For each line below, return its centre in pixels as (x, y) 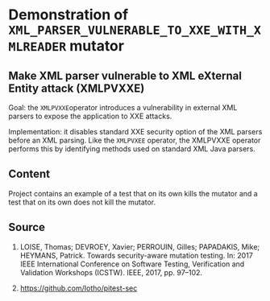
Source (27, 227)
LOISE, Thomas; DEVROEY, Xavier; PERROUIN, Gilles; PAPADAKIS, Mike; (140, 246)
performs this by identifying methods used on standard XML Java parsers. (132, 149)
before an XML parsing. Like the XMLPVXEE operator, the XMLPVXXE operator (135, 140)
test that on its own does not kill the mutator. (82, 202)
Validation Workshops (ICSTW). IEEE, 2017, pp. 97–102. (111, 272)
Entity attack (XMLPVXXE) (77, 88)
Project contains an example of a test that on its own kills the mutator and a (133, 193)
